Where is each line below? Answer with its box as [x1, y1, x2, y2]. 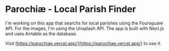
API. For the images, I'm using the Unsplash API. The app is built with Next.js [5, 25, 164, 31]
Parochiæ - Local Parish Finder [5, 3, 136, 15]
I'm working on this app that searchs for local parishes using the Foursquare [5, 20, 163, 26]
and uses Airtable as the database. [5, 30, 77, 36]
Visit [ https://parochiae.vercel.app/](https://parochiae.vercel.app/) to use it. [5, 40, 162, 46]
